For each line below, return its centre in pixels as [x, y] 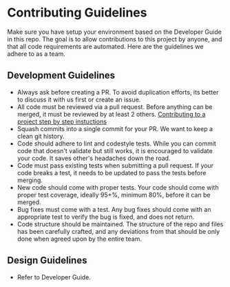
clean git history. [41, 136]
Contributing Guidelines [77, 13]
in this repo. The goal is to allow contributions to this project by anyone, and [115, 39]
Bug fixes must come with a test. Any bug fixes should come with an [114, 209]
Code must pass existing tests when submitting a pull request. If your [115, 165]
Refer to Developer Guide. [54, 277]
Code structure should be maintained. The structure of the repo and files [120, 224]
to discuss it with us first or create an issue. [79, 99]
